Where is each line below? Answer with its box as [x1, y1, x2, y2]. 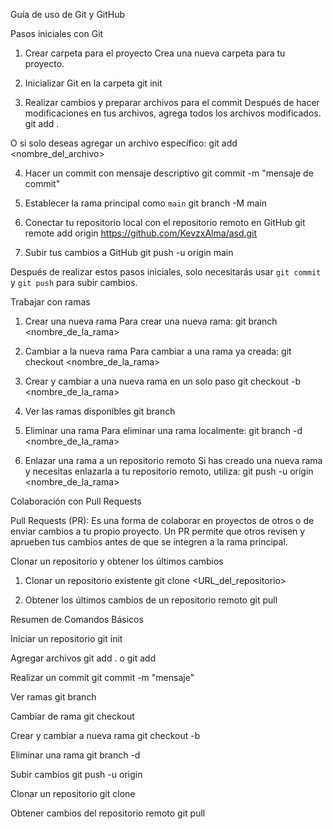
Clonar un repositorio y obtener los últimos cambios [10, 555, 224, 567]
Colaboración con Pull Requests [10, 495, 142, 507]
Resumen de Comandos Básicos [10, 614, 144, 625]
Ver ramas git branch [10, 691, 97, 703]
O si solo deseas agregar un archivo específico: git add [10, 137, 238, 149]
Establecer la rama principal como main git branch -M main [24, 197, 267, 209]
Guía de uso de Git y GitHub [10, 9, 126, 20]
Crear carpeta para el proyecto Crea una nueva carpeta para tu [24, 47, 286, 59]
